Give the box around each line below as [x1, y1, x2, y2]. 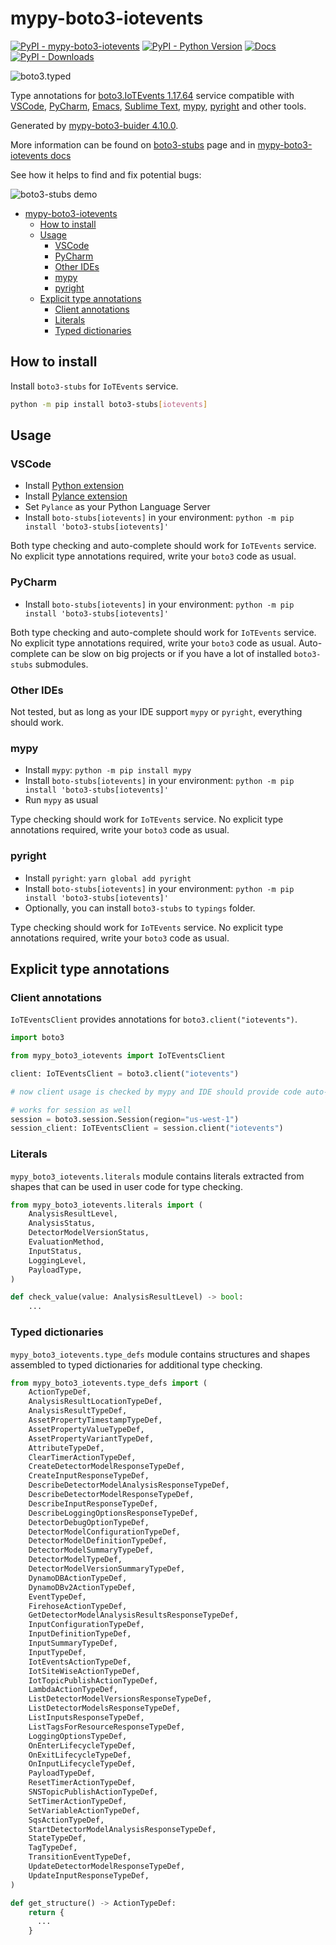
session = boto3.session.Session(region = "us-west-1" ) [10, 1114, 240, 1124]
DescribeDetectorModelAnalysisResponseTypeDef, [28, 1480, 230, 1491]
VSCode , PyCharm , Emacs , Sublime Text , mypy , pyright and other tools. [10, 100, 307, 112]
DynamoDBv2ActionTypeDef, [28, 1582, 137, 1592]
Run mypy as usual [24, 794, 99, 806]
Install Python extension [24, 480, 125, 492]
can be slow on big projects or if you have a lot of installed [51, 647, 292, 659]
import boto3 [10, 1033, 65, 1043]
